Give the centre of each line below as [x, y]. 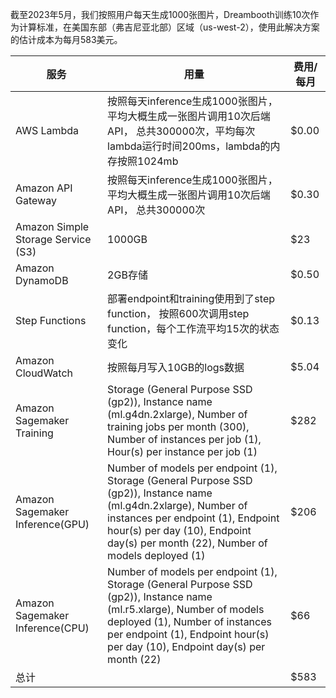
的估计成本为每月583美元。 [66, 39]
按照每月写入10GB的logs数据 [176, 367]
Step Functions [51, 320]
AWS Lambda [47, 130]
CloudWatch [44, 373]
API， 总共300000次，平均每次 [181, 131]
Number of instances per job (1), [184, 439]
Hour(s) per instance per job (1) [182, 451]
